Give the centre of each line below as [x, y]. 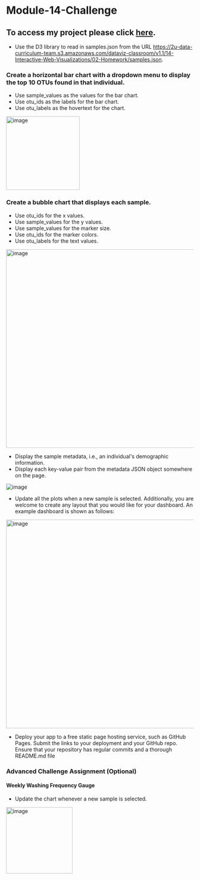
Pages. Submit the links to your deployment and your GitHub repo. [96, 743]
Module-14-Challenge [62, 10]
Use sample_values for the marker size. [63, 228]
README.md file [35, 756]
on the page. [30, 475]
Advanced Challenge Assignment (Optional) [71, 771]
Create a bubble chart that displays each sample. [79, 203]
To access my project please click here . [81, 33]
